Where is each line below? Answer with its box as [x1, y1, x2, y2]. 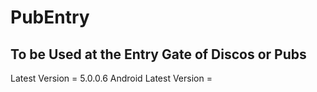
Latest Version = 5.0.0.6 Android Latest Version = [10, 72, 213, 84]
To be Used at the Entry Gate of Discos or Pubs [10, 46, 307, 63]
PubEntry [10, 6, 90, 29]
